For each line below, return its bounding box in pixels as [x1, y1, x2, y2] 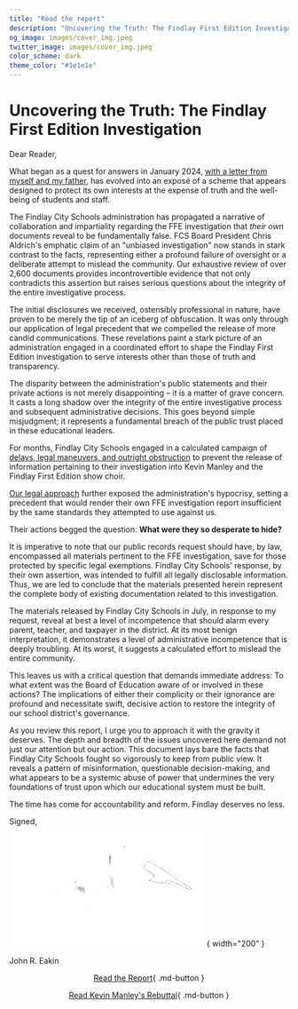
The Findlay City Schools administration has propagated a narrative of [9, 211, 265, 222]
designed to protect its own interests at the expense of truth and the [9, 185, 258, 195]
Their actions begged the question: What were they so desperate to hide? [9, 524, 282, 535]
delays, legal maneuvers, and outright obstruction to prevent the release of [9, 451, 283, 462]
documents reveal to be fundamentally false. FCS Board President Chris [9, 230, 272, 241]
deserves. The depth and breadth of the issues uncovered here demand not [9, 734, 286, 745]
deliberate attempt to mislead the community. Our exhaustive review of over [9, 258, 286, 269]
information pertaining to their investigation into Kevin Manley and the [9, 461, 263, 472]
